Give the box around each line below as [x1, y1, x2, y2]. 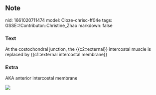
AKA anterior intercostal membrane [5, 75, 78, 81]
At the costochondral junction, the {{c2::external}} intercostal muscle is [5, 46, 151, 52]
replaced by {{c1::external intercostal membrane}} [5, 52, 108, 58]
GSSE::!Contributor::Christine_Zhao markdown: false [5, 22, 113, 28]
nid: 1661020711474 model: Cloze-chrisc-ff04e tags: [5, 17, 113, 23]
